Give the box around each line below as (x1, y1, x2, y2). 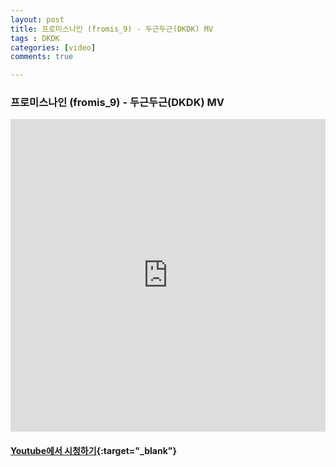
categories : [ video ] (10, 42, 97, 53)
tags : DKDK (10, 33, 60, 43)
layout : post (10, 14, 65, 25)
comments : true (10, 52, 74, 62)
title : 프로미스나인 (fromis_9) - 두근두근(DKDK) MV (10, 24, 214, 34)
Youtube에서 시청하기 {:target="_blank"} (10, 445, 178, 457)
